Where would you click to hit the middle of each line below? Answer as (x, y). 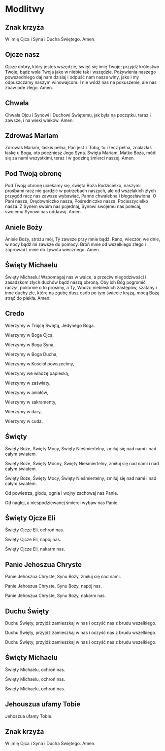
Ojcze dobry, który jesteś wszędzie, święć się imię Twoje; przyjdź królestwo (82, 66)
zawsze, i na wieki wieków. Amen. (39, 120)
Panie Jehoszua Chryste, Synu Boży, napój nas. (54, 586)
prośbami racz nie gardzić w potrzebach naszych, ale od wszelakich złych (81, 191)
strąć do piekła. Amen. (28, 298)
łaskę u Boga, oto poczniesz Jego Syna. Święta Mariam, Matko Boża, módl (81, 153)
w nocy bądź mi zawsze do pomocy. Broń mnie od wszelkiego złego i (76, 244)
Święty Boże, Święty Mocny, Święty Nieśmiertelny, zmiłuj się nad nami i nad (82, 463)
